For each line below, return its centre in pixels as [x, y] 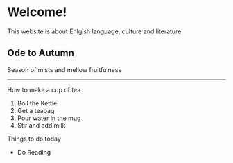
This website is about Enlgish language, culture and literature [94, 31]
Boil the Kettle [37, 103]
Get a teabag [36, 110]
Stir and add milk [41, 125]
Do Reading [34, 152]
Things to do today [34, 139]
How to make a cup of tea [44, 89]
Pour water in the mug [49, 118]
